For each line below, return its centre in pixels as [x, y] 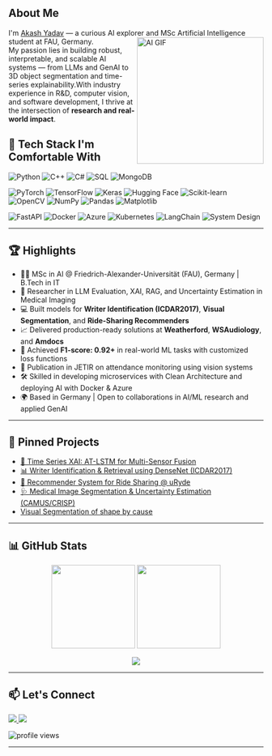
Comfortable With [55, 157]
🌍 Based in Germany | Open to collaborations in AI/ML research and [134, 397]
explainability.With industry [76, 84]
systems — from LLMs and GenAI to [69, 67]
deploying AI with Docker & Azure [76, 388]
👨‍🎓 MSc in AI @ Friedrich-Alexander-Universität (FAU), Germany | [130, 274]
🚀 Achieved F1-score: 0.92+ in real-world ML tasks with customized [134, 350]
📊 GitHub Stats [48, 546]
